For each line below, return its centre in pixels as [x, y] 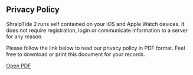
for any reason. [24, 36]
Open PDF [19, 66]
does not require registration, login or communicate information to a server [97, 30]
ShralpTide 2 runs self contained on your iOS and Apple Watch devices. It [95, 24]
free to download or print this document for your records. [76, 54]
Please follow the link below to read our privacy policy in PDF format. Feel [96, 48]
